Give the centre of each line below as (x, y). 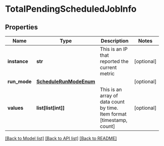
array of (109, 96)
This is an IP (114, 49)
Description (115, 41)
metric (107, 73)
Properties (21, 27)
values (15, 108)
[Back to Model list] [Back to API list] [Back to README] (61, 138)
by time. (109, 108)
